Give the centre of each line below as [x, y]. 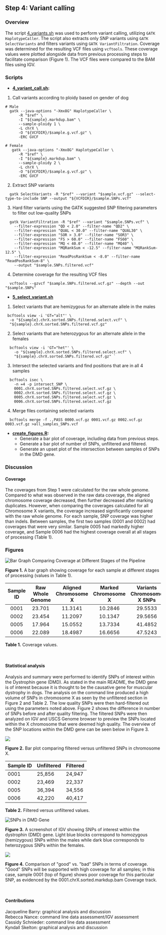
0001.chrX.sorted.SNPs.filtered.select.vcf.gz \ [65, 388]
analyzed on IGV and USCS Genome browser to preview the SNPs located [80, 718]
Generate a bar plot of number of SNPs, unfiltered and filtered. [83, 444]
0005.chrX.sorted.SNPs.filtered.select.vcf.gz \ [65, 397]
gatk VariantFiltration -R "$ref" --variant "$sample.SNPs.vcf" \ [79, 222]
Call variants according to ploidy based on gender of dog [70, 97]
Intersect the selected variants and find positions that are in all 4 [78, 365]
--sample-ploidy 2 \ [39, 163]
